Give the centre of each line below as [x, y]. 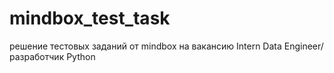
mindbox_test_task [90, 18]
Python [81, 56]
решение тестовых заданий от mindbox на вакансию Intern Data [145, 46]
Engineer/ [303, 46]
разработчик [37, 56]
